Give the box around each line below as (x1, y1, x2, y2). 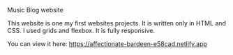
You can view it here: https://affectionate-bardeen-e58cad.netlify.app (7, 40, 208, 47)
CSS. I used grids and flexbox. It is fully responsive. (7, 27, 156, 34)
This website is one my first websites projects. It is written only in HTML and (7, 19, 227, 27)
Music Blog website (7, 6, 64, 14)
